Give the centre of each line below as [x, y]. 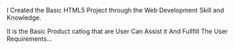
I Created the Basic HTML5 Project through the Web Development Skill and [115, 10]
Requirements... [30, 39]
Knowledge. [24, 18]
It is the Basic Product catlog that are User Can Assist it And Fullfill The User [117, 31]
